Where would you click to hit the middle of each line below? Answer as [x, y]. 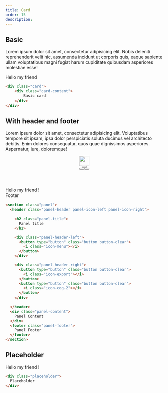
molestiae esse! [21, 68]
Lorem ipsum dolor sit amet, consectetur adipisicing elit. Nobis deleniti [78, 52]
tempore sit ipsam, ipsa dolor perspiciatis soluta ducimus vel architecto [78, 138]
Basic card [35, 96]
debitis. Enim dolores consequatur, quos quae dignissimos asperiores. [78, 144]
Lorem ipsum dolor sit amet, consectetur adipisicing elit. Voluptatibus [77, 133]
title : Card [18, 10]
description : [19, 19]
